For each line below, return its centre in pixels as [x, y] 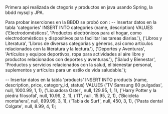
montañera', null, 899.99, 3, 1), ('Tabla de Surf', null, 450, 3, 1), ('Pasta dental [84, 101]
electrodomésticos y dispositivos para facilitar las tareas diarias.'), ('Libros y [84, 38]
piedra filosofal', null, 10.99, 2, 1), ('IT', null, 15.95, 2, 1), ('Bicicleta [72, 95]
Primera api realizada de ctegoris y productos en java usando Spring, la [79, 7]
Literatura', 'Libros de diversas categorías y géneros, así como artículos [79, 43]
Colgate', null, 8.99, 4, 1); [31, 106]
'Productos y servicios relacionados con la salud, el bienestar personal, [79, 65]
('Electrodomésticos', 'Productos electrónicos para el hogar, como [73, 33]
